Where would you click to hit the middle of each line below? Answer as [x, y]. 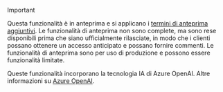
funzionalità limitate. [36, 60]
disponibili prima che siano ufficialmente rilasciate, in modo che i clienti [109, 38]
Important [21, 10]
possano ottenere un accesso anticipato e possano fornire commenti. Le [110, 45]
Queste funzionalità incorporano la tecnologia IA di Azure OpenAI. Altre [109, 73]
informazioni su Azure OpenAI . [51, 81]
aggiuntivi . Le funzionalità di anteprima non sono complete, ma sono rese [112, 31]
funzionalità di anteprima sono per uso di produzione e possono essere [109, 53]
